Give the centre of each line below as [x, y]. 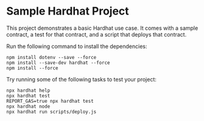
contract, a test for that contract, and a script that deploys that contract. [97, 34]
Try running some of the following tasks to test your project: [82, 79]
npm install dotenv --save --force [51, 57]
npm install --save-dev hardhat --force [58, 63]
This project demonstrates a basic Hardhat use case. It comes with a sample [102, 28]
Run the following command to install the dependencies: [77, 46]
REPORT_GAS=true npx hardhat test [50, 101]
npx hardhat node [28, 106]
